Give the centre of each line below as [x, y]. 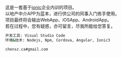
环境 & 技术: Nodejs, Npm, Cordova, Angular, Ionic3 [58, 40]
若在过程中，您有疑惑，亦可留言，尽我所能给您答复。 [60, 26]
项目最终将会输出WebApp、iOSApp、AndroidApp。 [58, 20]
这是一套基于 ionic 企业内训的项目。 [41, 7]
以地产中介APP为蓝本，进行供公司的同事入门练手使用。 [62, 13]
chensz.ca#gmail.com [27, 49]
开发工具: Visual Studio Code [35, 35]
